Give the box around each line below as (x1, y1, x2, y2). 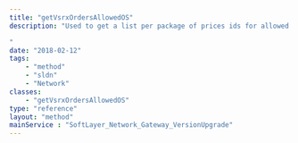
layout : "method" (9, 113, 74, 122)
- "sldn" (25, 71, 58, 80)
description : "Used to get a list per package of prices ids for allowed (9, 21, 290, 30)
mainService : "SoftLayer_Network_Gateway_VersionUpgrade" (9, 121, 234, 130)
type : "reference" (9, 104, 78, 113)
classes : (9, 87, 42, 97)
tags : (9, 55, 29, 63)
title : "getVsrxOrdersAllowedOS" (9, 13, 134, 22)
